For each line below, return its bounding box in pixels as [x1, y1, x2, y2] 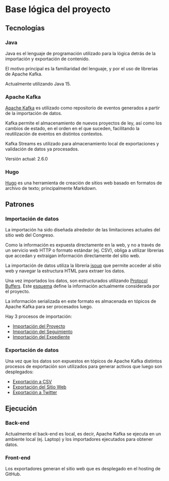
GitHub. [5, 471, 21, 477]
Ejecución [5, 404, 37, 413]
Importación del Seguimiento [12, 329, 73, 335]
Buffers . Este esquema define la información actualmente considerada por [5, 283, 160, 289]
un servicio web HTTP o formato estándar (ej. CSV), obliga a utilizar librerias [5, 247, 164, 254]
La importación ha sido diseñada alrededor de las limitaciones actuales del [5, 227, 160, 233]
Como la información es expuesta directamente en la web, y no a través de [5, 242, 161, 248]
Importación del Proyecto [12, 323, 66, 330]
